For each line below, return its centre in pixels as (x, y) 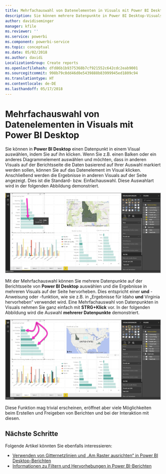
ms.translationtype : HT (30, 79)
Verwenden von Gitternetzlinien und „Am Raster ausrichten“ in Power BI (85, 455)
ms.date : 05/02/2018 (26, 52)
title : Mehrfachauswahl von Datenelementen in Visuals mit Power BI (77, 10)
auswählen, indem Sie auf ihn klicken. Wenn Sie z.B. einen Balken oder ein (81, 154)
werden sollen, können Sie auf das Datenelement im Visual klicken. (73, 170)
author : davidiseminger (30, 21)
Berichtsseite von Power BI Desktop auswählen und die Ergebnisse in (76, 286)
